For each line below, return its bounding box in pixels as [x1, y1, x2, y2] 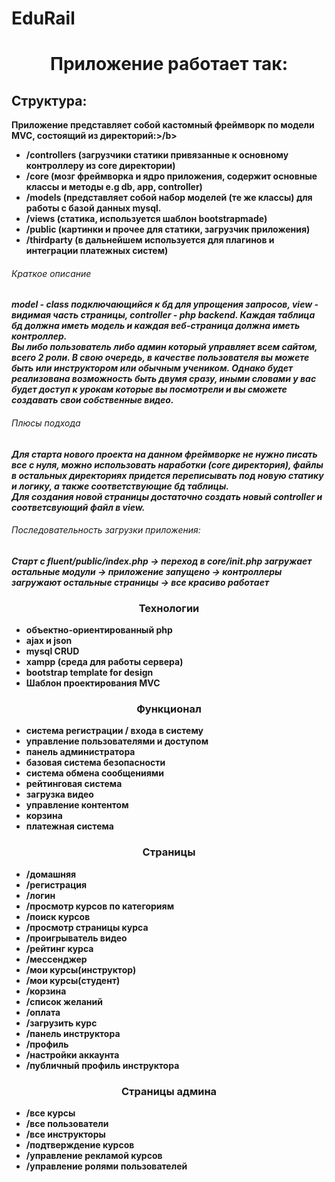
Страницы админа [120, 1084, 218, 1098]
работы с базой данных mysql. [25, 202, 162, 214]
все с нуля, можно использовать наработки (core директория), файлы [11, 458, 324, 471]
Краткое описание [11, 267, 92, 279]
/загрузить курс [25, 1017, 98, 1029]
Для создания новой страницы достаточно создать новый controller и [11, 490, 323, 502]
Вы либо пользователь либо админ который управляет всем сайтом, [11, 341, 318, 353]
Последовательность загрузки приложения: [11, 524, 201, 536]
